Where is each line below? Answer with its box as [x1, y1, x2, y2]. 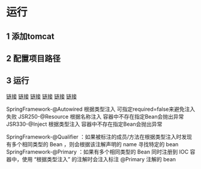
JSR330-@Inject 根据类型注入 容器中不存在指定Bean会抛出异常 [6, 120, 163, 128]
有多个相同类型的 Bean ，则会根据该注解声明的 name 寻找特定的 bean [6, 140, 179, 147]
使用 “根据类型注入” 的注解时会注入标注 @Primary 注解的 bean [22, 155, 176, 162]
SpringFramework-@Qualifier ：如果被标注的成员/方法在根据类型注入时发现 [6, 133, 193, 140]
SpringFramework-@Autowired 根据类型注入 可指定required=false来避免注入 [6, 105, 196, 113]
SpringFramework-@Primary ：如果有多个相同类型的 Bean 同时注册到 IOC [6, 148, 189, 155]
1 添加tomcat [6, 31, 55, 41]
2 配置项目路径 [6, 53, 61, 64]
